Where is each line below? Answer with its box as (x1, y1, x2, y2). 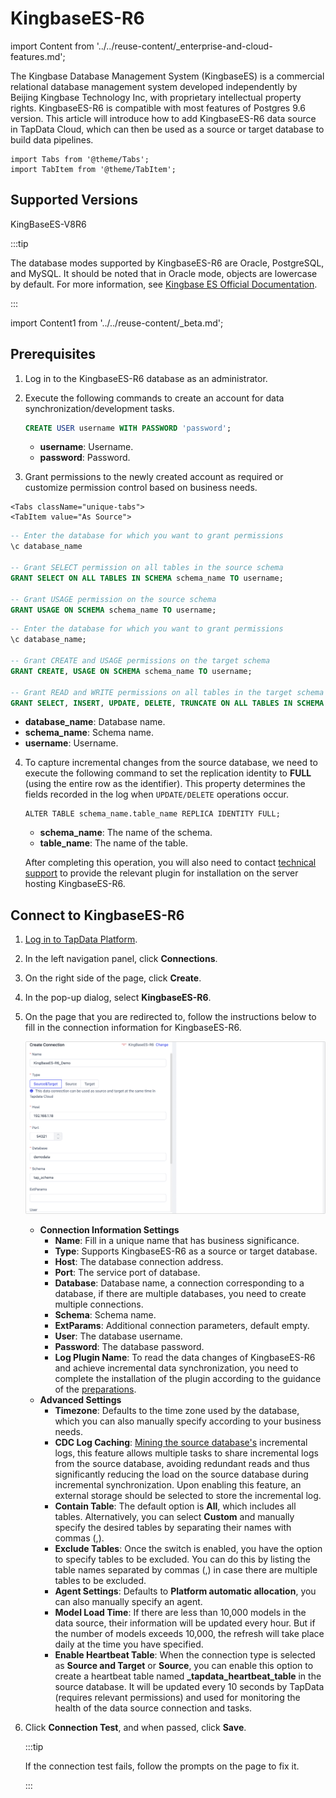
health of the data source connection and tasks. (54, 1702, 253, 1714)
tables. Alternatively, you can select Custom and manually (54, 1510, 295, 1522)
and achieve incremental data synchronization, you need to (54, 1362, 299, 1374)
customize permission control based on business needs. (24, 482, 258, 494)
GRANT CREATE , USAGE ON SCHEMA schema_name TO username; (10, 666, 253, 676)
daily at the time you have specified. (54, 1638, 204, 1650)
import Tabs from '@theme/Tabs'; (10, 154, 150, 164)
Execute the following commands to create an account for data (24, 392, 285, 404)
